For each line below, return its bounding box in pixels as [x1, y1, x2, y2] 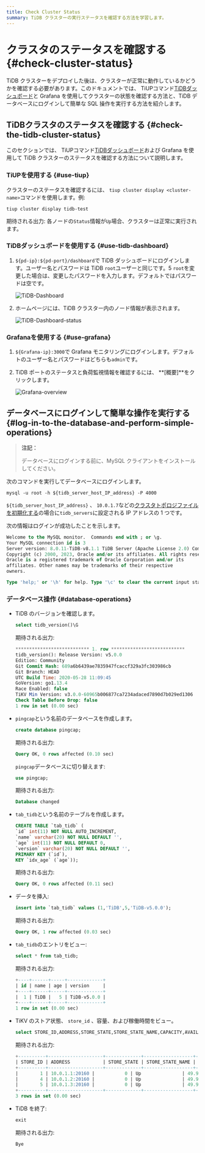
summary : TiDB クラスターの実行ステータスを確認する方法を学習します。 [6, 15, 167, 21]
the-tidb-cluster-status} [6, 129, 101, 140]
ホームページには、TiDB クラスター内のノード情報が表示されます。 [15, 304, 184, 311]
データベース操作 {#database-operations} [6, 595, 132, 603]
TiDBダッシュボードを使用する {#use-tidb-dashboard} [6, 242, 169, 250]
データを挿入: [15, 893, 49, 900]
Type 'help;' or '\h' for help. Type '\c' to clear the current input [6, 580, 190, 586]
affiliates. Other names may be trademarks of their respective [6, 562, 173, 569]
